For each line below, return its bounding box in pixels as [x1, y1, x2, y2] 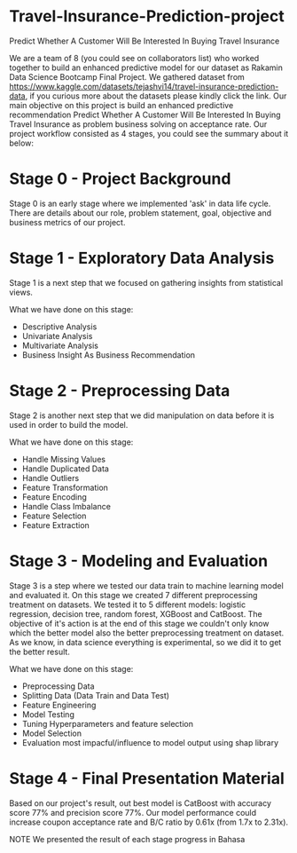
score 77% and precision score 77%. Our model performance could [9, 807, 257, 817]
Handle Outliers [21, 472, 80, 483]
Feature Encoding [21, 491, 87, 502]
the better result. [9, 646, 71, 657]
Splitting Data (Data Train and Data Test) [21, 690, 170, 700]
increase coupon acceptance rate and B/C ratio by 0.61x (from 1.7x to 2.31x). [9, 817, 289, 827]
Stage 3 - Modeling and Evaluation [9, 550, 269, 571]
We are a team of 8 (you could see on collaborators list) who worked [9, 52, 260, 63]
